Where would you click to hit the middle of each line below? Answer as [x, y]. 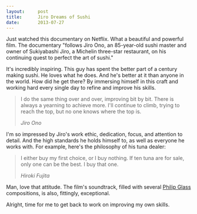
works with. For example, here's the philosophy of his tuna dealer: [86, 147]
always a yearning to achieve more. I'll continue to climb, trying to [100, 106]
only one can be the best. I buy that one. [69, 164]
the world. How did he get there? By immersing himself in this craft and [92, 81]
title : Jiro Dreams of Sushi [49, 17]
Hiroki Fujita [35, 176]
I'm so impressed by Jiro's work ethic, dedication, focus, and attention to [94, 134]
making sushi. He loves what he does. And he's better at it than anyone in [95, 75]
